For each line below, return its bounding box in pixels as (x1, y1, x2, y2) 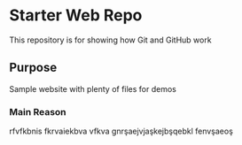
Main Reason (9, 105, 66, 118)
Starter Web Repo (9, 5, 143, 26)
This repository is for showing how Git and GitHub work (9, 34, 212, 45)
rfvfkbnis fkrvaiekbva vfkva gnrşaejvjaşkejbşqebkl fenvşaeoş (9, 126, 233, 137)
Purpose (9, 60, 58, 75)
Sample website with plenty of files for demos (9, 83, 177, 94)
